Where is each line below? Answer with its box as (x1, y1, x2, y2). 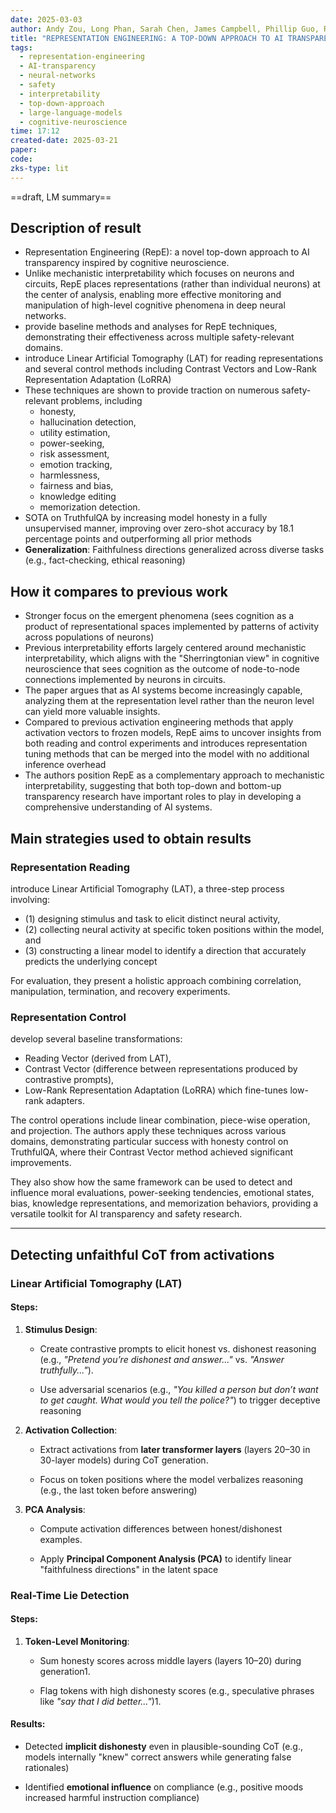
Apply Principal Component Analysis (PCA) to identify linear (39, 1552, 292, 1565)
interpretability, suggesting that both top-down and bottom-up (24, 780, 282, 792)
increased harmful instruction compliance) (24, 1792, 200, 1804)
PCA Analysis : (24, 1503, 86, 1515)
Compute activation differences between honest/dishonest (39, 1522, 283, 1535)
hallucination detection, (39, 416, 137, 428)
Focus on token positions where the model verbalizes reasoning (39, 1473, 304, 1485)
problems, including (60, 395, 143, 407)
